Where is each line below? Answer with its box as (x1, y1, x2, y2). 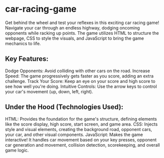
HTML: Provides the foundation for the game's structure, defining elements (5, 116, 157, 122)
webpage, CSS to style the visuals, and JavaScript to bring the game (5, 35, 144, 41)
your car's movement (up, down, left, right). (5, 88, 93, 94)
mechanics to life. (5, 40, 41, 46)
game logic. (5, 147, 29, 153)
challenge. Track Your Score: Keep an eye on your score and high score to (5, 78, 156, 84)
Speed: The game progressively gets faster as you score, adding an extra (5, 73, 154, 79)
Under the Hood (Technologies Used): (5, 103, 124, 111)
